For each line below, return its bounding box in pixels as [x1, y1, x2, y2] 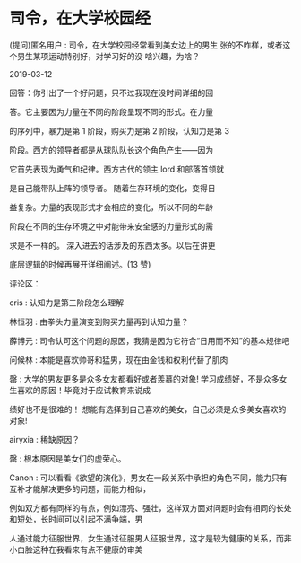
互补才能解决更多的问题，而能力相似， [9, 483, 150, 494]
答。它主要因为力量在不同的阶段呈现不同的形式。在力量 [9, 106, 213, 117]
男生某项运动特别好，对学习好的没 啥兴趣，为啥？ [16, 50, 200, 61]
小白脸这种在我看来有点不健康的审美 [9, 544, 143, 555]
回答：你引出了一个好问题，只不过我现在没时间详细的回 [9, 87, 213, 98]
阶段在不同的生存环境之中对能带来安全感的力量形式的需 [9, 221, 213, 232]
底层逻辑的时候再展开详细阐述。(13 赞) [9, 259, 151, 269]
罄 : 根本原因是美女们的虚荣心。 [9, 453, 126, 463]
